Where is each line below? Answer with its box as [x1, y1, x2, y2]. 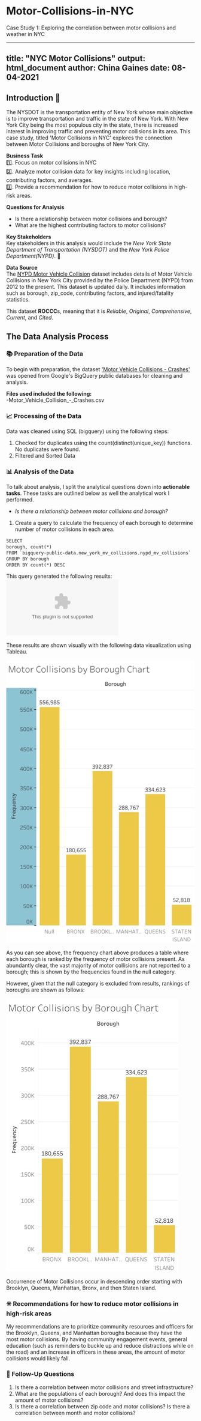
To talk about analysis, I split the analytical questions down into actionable [6, 483, 190, 491]
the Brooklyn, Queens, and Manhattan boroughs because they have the [6, 1329, 182, 1337]
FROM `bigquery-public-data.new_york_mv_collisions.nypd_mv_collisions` [6, 550, 191, 556]
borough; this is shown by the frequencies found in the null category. [6, 968, 176, 975]
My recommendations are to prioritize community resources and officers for [6, 1323, 194, 1330]
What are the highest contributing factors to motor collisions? [14, 222, 166, 229]
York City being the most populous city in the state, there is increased [6, 121, 178, 129]
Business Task [6, 152, 44, 160]
